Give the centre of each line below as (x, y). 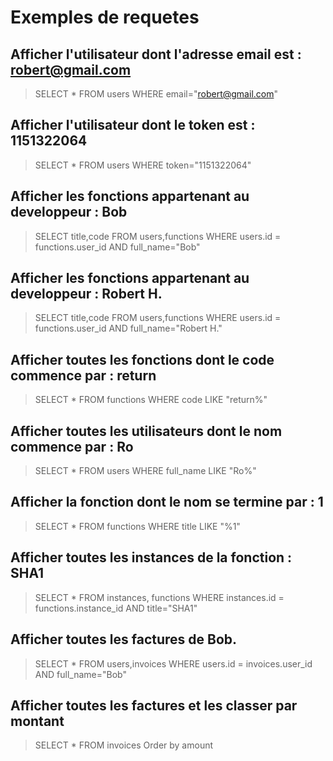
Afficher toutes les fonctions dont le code (142, 359)
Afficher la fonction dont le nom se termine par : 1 (167, 502)
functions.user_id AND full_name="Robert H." (128, 328)
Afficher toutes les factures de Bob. (124, 639)
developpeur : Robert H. (86, 294)
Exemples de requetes (105, 17)
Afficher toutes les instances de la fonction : (151, 557)
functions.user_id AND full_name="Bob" (117, 247)
